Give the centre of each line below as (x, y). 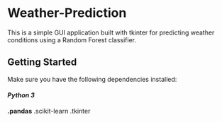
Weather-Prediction (67, 13)
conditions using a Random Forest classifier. (72, 39)
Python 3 (21, 95)
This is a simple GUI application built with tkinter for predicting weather (111, 32)
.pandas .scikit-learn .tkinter (49, 111)
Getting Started (42, 62)
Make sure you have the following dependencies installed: (92, 79)
